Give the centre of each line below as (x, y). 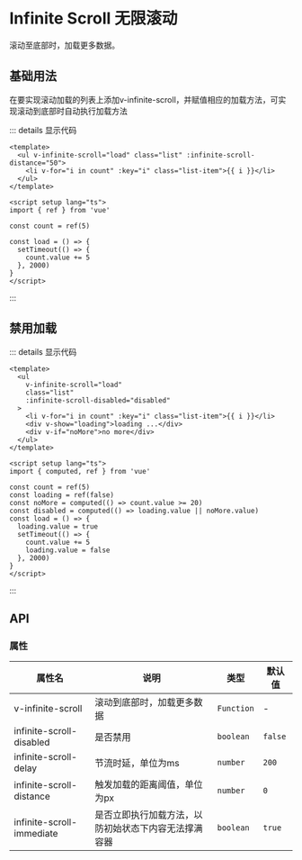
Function (235, 709)
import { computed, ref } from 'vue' (80, 471)
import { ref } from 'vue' (60, 210)
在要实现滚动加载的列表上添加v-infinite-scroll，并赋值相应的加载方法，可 (144, 99)
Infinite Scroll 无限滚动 (93, 18)
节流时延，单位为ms (137, 764)
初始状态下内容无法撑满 (154, 828)
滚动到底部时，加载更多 (145, 702)
